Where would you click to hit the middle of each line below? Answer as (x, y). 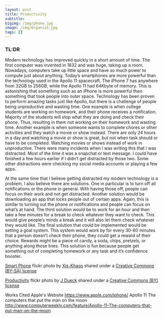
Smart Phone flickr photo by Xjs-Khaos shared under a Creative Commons (80, 266)
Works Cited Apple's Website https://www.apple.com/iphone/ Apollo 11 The (81, 295)
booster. (13, 256)
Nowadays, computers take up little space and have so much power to (76, 70)
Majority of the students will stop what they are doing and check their (75, 117)
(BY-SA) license (21, 271)
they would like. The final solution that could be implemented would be (76, 225)
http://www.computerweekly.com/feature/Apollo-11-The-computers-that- (78, 305)
